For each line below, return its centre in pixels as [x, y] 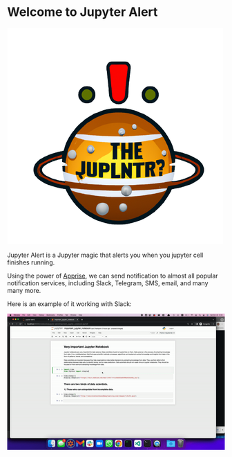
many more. [24, 290]
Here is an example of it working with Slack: [70, 304]
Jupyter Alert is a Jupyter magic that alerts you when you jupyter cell [105, 255]
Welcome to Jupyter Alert [83, 12]
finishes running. [31, 262]
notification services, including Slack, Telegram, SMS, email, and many [108, 283]
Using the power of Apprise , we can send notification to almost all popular [113, 276]
